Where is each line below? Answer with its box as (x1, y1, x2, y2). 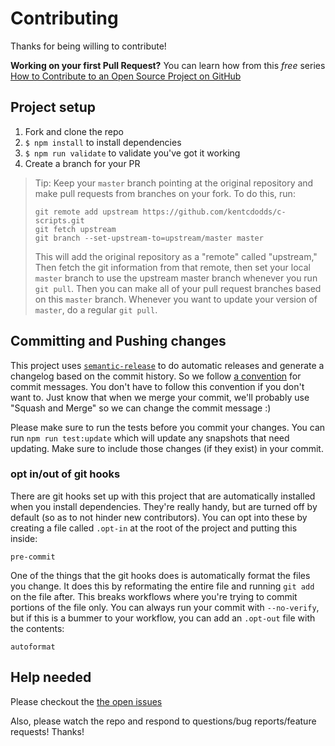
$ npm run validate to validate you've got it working (24, 147, 241, 159)
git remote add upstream (34, 207, 139, 217)
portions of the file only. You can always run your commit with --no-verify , (10, 601, 320, 613)
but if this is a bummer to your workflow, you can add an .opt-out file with (10, 612, 316, 624)
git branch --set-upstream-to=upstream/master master (34, 233, 264, 243)
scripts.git (34, 215, 85, 226)
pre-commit (10, 552, 56, 562)
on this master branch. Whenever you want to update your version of (34, 293, 318, 305)
